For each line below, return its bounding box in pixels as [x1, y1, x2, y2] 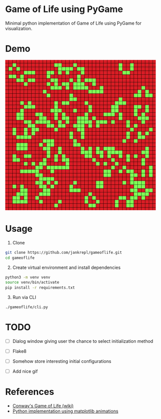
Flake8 [12, 348, 27, 354]
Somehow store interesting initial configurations [12, 358, 111, 364]
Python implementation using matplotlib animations [12, 408, 119, 414]
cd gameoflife [5, 255, 35, 260]
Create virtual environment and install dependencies [12, 264, 121, 270]
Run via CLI [12, 295, 37, 301]
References [5, 386, 54, 397]
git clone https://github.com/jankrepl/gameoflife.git [5, 250, 122, 255]
